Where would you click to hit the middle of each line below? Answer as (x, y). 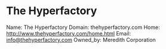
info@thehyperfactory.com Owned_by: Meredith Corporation (81, 40)
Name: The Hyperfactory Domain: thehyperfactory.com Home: (83, 27)
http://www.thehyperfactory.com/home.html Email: (69, 33)
